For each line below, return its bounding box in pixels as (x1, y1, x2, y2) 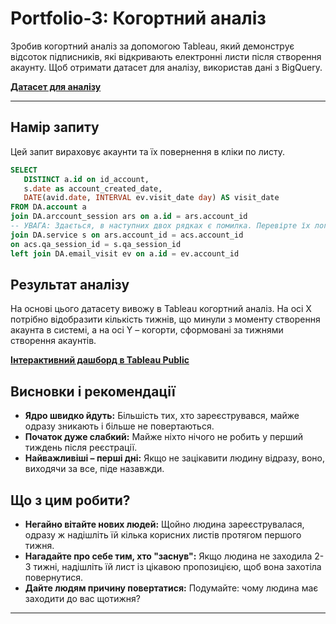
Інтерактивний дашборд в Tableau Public (10, 354, 190, 366)
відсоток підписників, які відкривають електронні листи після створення (10, 50, 322, 62)
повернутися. (24, 571, 83, 583)
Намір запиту (10, 119, 100, 136)
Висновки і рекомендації (10, 383, 176, 400)
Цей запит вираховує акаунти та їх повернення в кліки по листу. (10, 145, 286, 157)
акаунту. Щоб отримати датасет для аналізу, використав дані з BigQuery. (10, 61, 323, 73)
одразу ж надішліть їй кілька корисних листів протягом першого (24, 528, 302, 541)
